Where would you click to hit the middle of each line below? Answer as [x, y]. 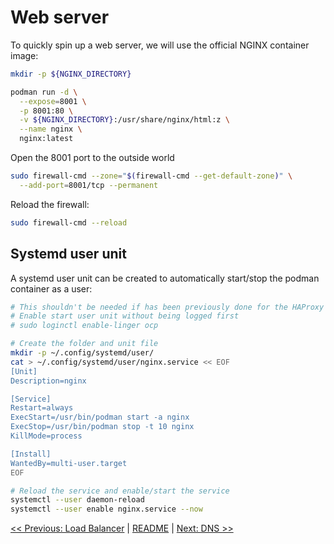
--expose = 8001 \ [53, 101]
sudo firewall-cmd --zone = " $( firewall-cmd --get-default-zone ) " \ [151, 176]
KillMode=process [46, 436]
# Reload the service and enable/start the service [120, 491]
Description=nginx [48, 381]
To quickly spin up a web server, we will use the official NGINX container [160, 45]
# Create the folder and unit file [84, 344]
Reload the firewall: [50, 204]
